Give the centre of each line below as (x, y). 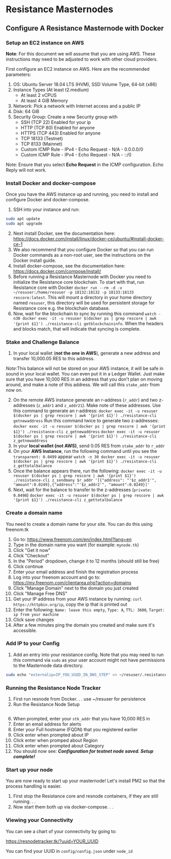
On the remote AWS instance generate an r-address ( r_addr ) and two (85, 400)
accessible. (25, 630)
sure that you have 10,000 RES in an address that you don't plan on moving (84, 379)
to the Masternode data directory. (48, 665)
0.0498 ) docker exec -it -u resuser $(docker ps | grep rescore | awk (89, 495)
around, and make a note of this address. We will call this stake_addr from (83, 385)
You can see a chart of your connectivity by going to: (61, 831)
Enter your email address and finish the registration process (76, 572)
